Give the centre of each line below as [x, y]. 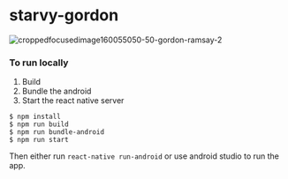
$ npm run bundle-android [57, 132]
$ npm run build [39, 124]
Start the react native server [73, 101]
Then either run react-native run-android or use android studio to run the [144, 156]
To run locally [39, 63]
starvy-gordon [64, 15]
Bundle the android [57, 91]
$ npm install [35, 117]
